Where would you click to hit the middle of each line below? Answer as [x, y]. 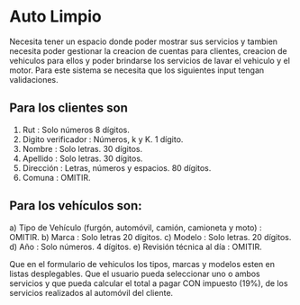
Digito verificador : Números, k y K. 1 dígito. [103, 139]
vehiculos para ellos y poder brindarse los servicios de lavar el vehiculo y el [150, 60]
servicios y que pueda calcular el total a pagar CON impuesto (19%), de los [149, 283]
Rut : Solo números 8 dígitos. [76, 130]
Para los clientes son [69, 108]
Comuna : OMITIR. [56, 177]
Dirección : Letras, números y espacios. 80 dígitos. [117, 167]
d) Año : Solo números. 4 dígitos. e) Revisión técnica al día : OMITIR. [136, 247]
